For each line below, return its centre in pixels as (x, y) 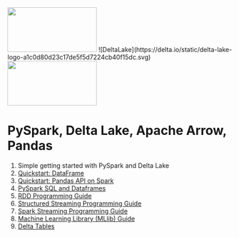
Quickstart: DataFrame (51, 173)
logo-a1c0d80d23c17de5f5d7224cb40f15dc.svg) (79, 57)
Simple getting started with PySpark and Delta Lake (93, 165)
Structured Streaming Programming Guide (80, 203)
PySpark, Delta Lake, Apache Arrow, (117, 131)
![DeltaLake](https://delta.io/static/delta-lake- (165, 50)
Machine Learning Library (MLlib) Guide (76, 218)
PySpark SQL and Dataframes (62, 188)
